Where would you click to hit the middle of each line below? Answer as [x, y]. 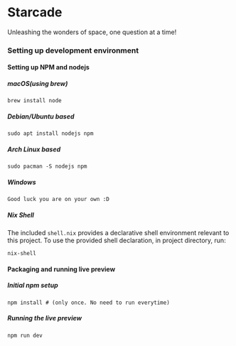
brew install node [34, 101]
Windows [22, 182]
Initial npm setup [33, 286]
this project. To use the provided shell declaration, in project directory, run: [117, 240]
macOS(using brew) [38, 84]
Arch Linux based [34, 149]
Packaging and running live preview [61, 269]
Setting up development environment [73, 50]
